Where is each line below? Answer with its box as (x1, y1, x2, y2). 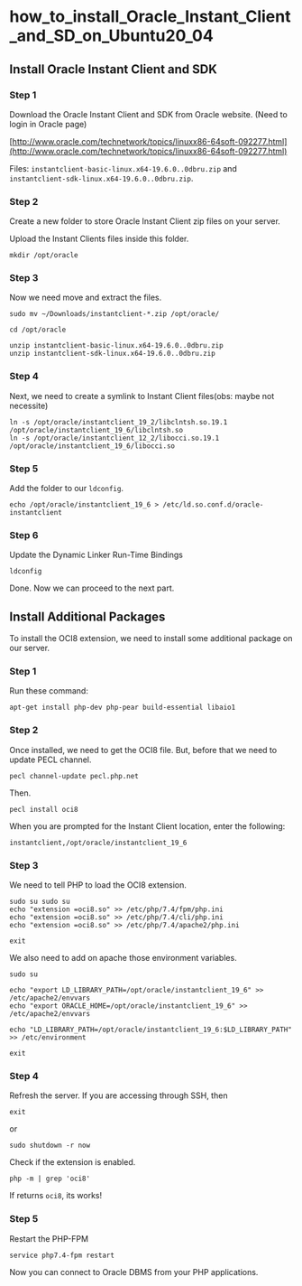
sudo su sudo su (9, 897, 70, 907)
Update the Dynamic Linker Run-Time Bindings (9, 549, 183, 561)
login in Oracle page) (9, 118, 87, 129)
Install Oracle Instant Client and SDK (9, 61, 218, 77)
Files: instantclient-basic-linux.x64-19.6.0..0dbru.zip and (9, 163, 237, 173)
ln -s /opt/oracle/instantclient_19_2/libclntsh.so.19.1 (9, 417, 228, 426)
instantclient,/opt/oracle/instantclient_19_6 (9, 838, 188, 847)
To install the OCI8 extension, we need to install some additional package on (9, 633, 293, 644)
